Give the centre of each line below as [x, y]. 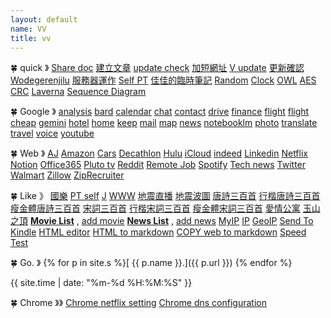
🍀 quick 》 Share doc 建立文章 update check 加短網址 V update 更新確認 [157, 68]
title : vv [31, 38]
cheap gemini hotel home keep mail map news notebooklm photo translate [164, 123]
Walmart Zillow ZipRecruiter [67, 175]
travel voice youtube [52, 133]
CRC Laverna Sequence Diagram [78, 92]
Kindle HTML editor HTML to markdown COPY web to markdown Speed [158, 232]
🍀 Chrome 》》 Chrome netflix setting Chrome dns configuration [138, 303]
